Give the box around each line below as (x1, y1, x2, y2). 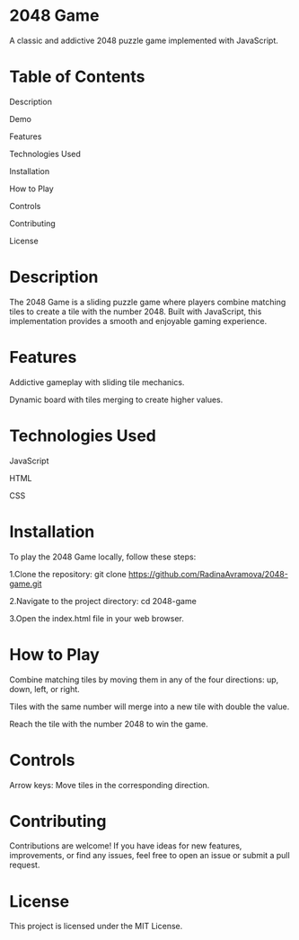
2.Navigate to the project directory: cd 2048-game (9, 595, 198, 606)
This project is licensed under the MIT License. (9, 921, 183, 932)
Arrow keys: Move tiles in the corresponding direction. (9, 779, 210, 790)
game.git (9, 578, 42, 589)
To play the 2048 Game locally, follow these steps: (9, 551, 197, 562)
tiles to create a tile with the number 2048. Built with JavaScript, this (9, 306, 262, 317)
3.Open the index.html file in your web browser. (9, 612, 184, 624)
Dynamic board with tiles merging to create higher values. (9, 394, 224, 405)
